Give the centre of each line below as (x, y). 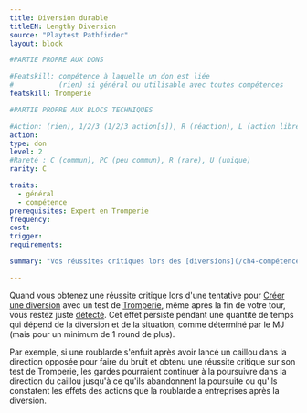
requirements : (37, 245)
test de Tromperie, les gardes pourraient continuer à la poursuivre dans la (148, 371)
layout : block (37, 43)
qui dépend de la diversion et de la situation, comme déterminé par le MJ (147, 324)
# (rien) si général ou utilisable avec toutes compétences (147, 85)
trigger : (26, 237)
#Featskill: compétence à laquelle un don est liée (110, 77)
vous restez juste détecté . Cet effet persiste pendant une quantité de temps (152, 314)
